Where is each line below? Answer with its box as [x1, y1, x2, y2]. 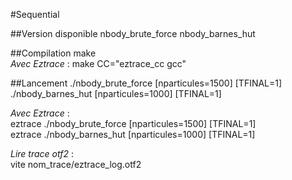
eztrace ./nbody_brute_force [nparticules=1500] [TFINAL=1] [10, 118, 257, 129]
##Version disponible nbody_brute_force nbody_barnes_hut [10, 28, 256, 39]
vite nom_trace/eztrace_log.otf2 [10, 159, 142, 170]
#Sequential [10, 9, 60, 20]
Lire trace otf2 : [10, 148, 74, 159]
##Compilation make [10, 47, 97, 59]
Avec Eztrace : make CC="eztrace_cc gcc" [10, 58, 187, 69]
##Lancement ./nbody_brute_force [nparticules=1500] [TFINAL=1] [10, 77, 283, 89]
